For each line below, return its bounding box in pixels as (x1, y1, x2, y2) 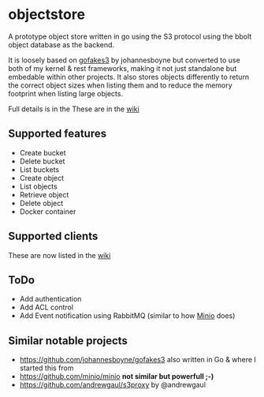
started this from (19, 363, 74, 373)
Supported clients (8, 230, 99, 243)
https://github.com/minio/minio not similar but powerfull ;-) (19, 372, 214, 381)
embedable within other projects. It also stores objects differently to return (8, 72, 250, 81)
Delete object (19, 198, 64, 208)
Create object (19, 173, 65, 182)
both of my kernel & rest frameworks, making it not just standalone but (8, 63, 237, 73)
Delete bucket (19, 156, 65, 166)
